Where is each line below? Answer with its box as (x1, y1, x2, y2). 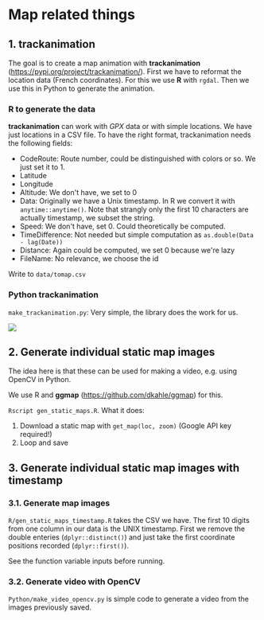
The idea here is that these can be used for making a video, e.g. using (8, 366, 237, 376)
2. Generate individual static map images (8, 345, 215, 359)
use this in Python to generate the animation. (8, 84, 155, 93)
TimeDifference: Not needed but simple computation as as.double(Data (19, 230, 254, 240)
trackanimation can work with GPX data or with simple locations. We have (8, 122, 253, 131)
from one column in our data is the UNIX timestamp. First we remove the (8, 524, 245, 534)
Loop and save (19, 438, 69, 447)
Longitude (19, 179, 53, 189)
